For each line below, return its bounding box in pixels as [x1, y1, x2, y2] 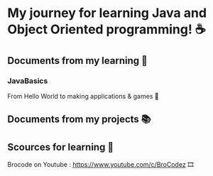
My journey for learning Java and [7, 5, 207, 21]
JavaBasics [7, 76, 48, 86]
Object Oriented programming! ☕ [7, 21, 206, 38]
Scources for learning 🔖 [7, 141, 114, 153]
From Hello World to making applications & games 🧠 [7, 92, 159, 100]
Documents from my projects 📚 [7, 114, 151, 126]
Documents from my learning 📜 [7, 55, 148, 67]
